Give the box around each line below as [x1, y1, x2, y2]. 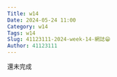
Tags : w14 [7, 29, 36, 37]
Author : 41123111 [7, 42, 58, 49]
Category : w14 [7, 23, 49, 30]
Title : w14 [7, 10, 39, 17]
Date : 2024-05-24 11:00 [7, 17, 77, 24]
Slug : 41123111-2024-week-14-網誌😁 [7, 36, 111, 43]
